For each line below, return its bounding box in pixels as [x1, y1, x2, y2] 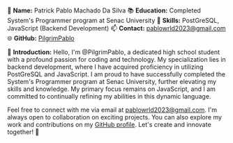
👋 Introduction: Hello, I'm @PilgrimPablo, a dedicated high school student [7, 48, 220, 56]
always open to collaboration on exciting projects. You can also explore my [7, 113, 222, 121]
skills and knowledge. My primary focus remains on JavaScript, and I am [7, 85, 216, 93]
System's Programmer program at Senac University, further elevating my [7, 78, 217, 85]
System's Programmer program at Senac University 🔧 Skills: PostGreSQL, [7, 17, 220, 24]
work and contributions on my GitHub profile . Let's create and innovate [7, 121, 211, 128]
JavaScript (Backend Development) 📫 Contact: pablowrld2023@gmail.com [7, 24, 226, 32]
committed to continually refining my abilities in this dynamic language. [7, 92, 211, 100]
